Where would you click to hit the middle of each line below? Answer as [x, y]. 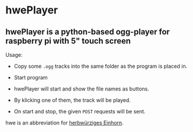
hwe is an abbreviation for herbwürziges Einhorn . [64, 123]
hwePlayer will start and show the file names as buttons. [81, 89]
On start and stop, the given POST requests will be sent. [80, 111]
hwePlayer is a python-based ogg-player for [88, 32]
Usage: [14, 55]
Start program [31, 77]
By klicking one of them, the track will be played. [72, 100]
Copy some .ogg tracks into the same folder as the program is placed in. [101, 66]
